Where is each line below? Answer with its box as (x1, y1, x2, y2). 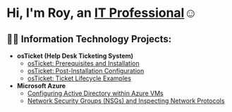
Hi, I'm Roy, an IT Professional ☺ (6, 5, 197, 21)
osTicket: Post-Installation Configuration (27, 67, 145, 75)
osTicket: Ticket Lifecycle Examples (27, 74, 132, 82)
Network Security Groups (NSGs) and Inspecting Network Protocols (27, 97, 225, 105)
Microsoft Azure (16, 82, 66, 89)
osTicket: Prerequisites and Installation (27, 59, 140, 68)
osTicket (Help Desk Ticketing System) (16, 51, 134, 60)
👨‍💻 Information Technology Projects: (6, 33, 172, 45)
